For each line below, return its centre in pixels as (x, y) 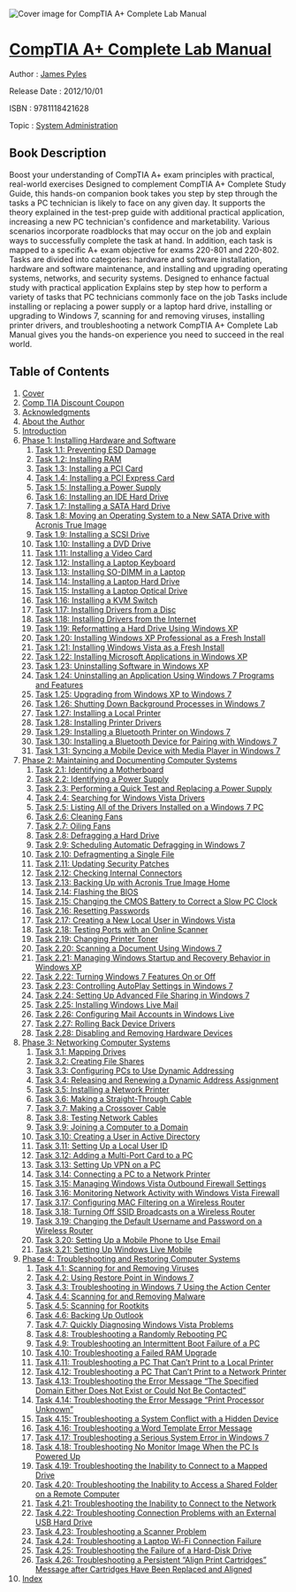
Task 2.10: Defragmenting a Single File (105, 854)
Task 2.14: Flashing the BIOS (87, 892)
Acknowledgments (56, 412)
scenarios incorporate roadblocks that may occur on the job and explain (140, 231)
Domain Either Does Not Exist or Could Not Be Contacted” (140, 1390)
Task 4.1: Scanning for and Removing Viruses (117, 1268)
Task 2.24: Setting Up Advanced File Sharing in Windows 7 (142, 995)
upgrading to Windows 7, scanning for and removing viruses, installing (137, 315)
